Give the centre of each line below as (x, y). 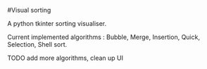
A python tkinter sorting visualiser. (57, 23)
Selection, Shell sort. (37, 44)
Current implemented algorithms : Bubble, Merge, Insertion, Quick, (104, 37)
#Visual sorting (29, 10)
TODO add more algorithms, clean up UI (65, 58)
